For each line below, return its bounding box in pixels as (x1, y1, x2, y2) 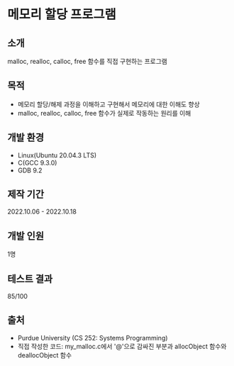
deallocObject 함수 (17, 350, 72, 359)
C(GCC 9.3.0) (17, 158, 57, 167)
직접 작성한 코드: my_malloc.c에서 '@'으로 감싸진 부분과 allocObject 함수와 (17, 342, 227, 350)
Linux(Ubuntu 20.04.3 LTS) (17, 150, 97, 160)
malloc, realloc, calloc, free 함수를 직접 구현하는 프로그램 (7, 57, 168, 65)
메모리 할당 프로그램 (7, 6, 117, 23)
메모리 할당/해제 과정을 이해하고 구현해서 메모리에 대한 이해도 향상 (17, 100, 200, 109)
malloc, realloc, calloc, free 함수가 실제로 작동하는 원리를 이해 (17, 109, 191, 117)
